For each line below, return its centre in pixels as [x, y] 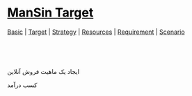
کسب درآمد [22, 85]
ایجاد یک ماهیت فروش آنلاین [43, 71]
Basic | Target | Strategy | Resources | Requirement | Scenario [96, 32]
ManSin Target [50, 13]
